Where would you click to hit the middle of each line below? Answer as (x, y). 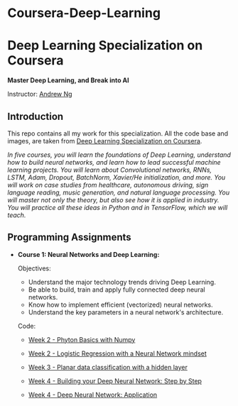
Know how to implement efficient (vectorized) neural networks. (120, 304)
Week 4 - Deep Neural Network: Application (93, 395)
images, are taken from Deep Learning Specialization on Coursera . (105, 141)
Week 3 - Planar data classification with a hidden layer (108, 367)
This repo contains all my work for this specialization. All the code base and (118, 133)
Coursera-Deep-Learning (84, 13)
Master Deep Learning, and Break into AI (68, 80)
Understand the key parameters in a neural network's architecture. (126, 312)
